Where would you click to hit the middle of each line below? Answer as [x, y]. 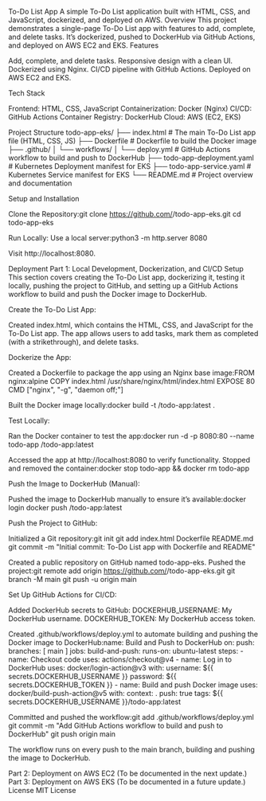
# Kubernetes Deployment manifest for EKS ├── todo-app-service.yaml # [130, 166]
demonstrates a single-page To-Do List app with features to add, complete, [132, 28]
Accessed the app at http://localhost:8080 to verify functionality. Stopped [129, 460]
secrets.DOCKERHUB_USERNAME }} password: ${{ [92, 676]
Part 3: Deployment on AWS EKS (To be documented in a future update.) [127, 782]
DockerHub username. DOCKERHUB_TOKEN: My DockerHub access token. [132, 619]
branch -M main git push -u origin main [72, 579]
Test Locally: [29, 420]
